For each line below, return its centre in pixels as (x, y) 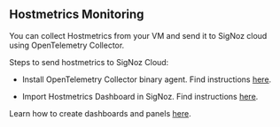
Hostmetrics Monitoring (77, 15)
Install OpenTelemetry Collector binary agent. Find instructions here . (147, 79)
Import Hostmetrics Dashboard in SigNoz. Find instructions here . (140, 96)
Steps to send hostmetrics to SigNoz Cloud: (89, 62)
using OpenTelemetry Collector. (67, 45)
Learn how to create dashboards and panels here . (101, 113)
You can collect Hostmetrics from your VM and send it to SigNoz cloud (138, 35)
